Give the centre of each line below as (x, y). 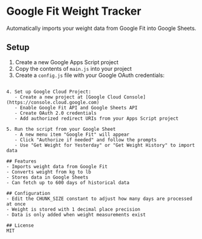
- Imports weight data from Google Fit (57, 166)
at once (16, 204)
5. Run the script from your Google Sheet (61, 129)
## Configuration (28, 193)
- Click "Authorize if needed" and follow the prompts (85, 140)
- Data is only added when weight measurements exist (76, 215)
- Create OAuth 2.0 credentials (56, 113)
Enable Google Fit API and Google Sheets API (79, 108)
